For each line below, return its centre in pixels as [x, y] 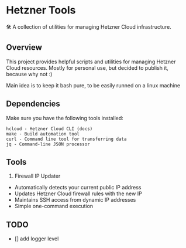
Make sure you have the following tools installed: [65, 118]
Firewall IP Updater [37, 176]
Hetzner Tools [41, 10]
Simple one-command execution [54, 206]
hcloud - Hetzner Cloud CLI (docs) [49, 129]
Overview [24, 47]
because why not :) [29, 74]
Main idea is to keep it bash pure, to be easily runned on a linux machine [93, 85]
